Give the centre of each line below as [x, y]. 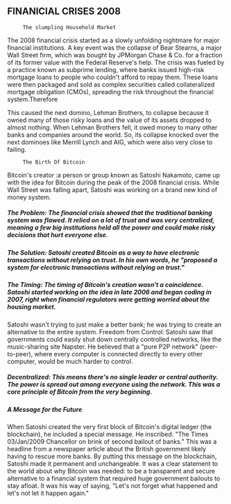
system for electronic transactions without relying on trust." [96, 267]
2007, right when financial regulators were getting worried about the [109, 299]
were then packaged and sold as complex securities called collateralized [111, 84]
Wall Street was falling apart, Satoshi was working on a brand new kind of [112, 189]
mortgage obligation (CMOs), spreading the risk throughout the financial [110, 92]
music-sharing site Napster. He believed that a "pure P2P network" [103, 347]
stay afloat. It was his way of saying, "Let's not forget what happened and [113, 485]
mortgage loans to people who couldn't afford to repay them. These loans [113, 77]
